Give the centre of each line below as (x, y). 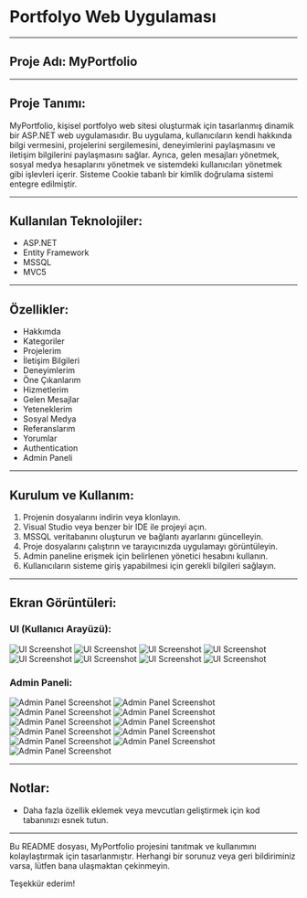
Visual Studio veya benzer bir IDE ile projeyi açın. (115, 527)
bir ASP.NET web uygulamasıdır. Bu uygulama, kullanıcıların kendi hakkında (151, 135)
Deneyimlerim (49, 370)
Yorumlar (40, 438)
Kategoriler (44, 341)
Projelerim (42, 351)
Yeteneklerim (48, 410)
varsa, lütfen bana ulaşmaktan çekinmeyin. (90, 865)
